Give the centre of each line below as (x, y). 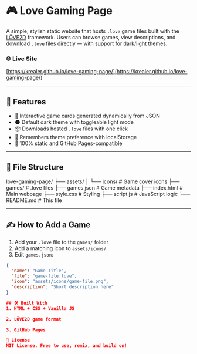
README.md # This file (34, 200)
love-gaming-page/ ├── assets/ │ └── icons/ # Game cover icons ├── (93, 181)
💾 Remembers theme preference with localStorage (76, 137)
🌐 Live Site (22, 59)
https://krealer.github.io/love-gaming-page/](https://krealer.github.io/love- (98, 72)
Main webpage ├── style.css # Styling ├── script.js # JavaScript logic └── (98, 194)
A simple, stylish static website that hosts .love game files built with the (93, 31)
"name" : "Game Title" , (39, 271)
